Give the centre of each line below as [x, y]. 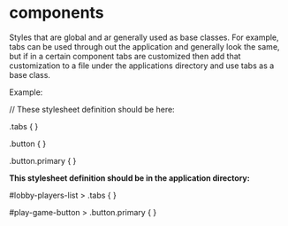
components [57, 13]
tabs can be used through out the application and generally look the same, [144, 46]
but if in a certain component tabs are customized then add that [125, 56]
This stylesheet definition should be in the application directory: [129, 178]
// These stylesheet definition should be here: [92, 109]
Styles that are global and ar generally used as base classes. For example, [144, 37]
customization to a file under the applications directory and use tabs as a [142, 66]
